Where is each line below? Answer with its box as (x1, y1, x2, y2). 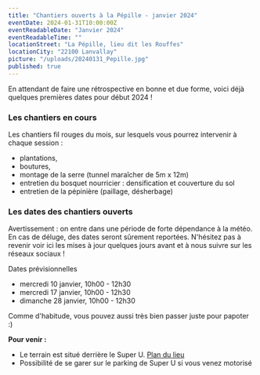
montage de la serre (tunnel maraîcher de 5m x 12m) (19, 170, 190, 180)
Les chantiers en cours (8, 111, 97, 122)
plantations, (19, 154, 58, 163)
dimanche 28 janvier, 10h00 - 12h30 (19, 296, 135, 306)
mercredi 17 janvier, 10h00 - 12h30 (19, 288, 131, 297)
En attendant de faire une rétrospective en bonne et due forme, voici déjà (8, 84, 245, 93)
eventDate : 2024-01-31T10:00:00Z (8, 19, 117, 27)
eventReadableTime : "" (8, 33, 82, 42)
